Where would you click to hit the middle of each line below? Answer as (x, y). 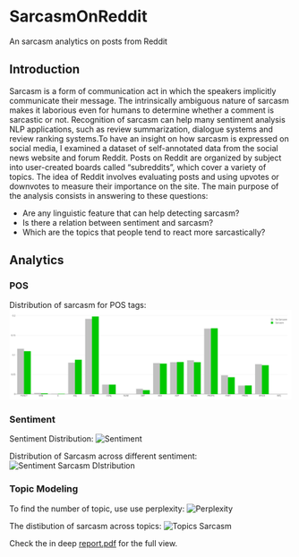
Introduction (45, 69)
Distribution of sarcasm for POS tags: (78, 305)
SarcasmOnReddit (78, 17)
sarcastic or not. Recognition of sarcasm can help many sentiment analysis (148, 119)
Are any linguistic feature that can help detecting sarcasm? (131, 213)
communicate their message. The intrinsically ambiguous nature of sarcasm (149, 100)
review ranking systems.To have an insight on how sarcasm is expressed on (149, 138)
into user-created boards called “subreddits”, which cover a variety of (138, 167)
